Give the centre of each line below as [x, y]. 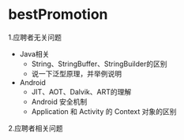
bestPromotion [58, 15]
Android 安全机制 [59, 101]
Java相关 [34, 53]
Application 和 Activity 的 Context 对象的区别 [104, 111]
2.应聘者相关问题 [36, 128]
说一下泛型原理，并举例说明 [77, 73]
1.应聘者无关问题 [35, 37]
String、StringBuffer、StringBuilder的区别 [99, 64]
